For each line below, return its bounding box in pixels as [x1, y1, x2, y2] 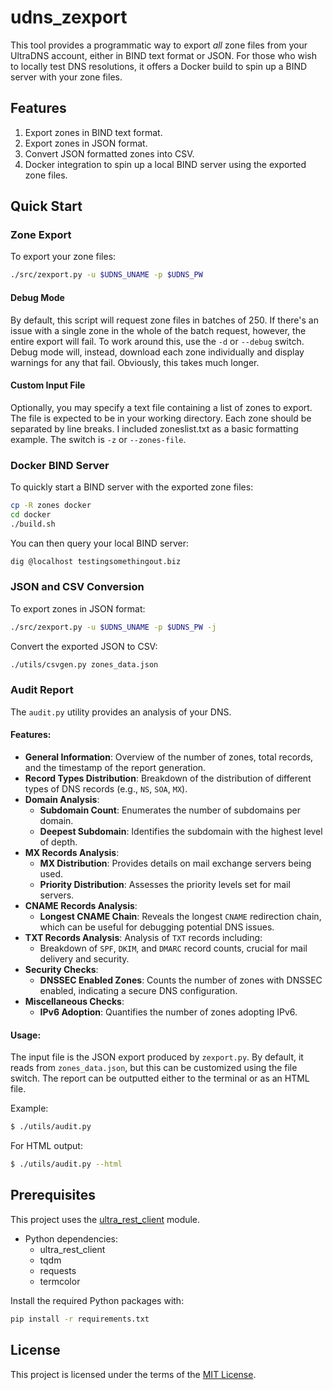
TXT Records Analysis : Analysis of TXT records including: [24, 932, 263, 944]
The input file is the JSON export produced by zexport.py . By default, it [10, 1051, 304, 1063]
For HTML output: [10, 1140, 83, 1152]
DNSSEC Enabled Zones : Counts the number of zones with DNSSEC [39, 974, 323, 986]
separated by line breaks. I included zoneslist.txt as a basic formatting [10, 422, 299, 435]
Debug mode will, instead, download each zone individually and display [10, 346, 305, 358]
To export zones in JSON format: [10, 602, 146, 615]
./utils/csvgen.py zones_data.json [10, 659, 159, 670]
